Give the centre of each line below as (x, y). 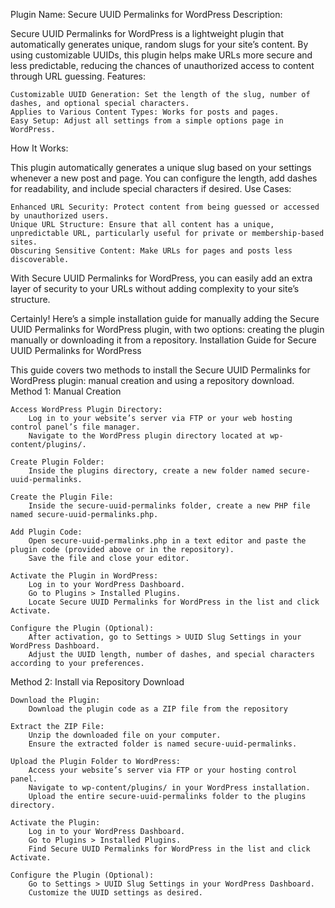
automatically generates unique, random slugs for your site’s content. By (159, 44)
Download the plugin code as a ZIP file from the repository (158, 709)
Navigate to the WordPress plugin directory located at (147, 436)
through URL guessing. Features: (78, 76)
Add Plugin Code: (46, 532)
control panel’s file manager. (75, 427)
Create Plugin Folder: (57, 462)
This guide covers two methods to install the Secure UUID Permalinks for (160, 370)
